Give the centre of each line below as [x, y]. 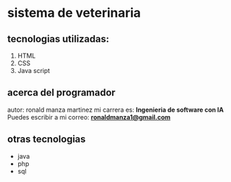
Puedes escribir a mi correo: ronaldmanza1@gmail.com [89, 117]
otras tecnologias [46, 139]
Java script [34, 71]
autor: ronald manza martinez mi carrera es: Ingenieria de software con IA [115, 110]
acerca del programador [62, 93]
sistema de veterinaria [74, 13]
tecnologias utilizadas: [58, 39]
